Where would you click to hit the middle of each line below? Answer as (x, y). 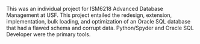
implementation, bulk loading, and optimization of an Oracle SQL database (98, 21)
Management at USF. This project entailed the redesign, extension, (89, 15)
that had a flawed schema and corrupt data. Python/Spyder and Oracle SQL (100, 28)
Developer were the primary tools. (48, 34)
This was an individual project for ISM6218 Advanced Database (85, 9)
